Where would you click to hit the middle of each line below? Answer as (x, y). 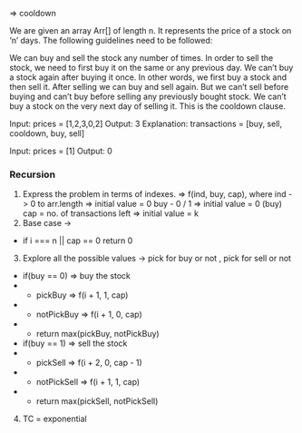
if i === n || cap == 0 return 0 (78, 241)
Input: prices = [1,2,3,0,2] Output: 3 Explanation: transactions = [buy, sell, (146, 123)
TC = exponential (55, 419)
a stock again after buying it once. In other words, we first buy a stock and (148, 77)
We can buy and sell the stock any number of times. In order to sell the (141, 58)
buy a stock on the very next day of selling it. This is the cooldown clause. (147, 106)
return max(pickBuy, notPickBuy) (98, 334)
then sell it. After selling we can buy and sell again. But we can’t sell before (149, 87)
